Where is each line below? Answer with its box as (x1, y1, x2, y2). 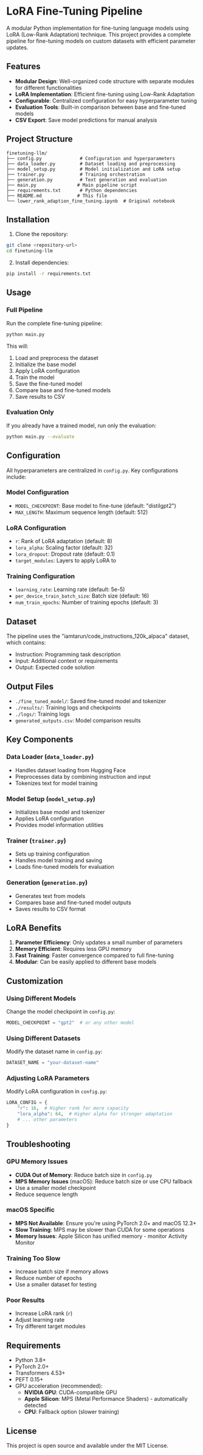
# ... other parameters (17, 1117, 78, 1123)
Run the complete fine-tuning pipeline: (6, 319, 103, 327)
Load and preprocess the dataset (15, 354, 98, 361)
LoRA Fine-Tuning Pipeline (6, 4, 143, 18)
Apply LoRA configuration (15, 367, 80, 375)
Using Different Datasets (6, 1034, 81, 1042)
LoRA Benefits (6, 923, 62, 933)
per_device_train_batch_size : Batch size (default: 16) (15, 592, 150, 600)
